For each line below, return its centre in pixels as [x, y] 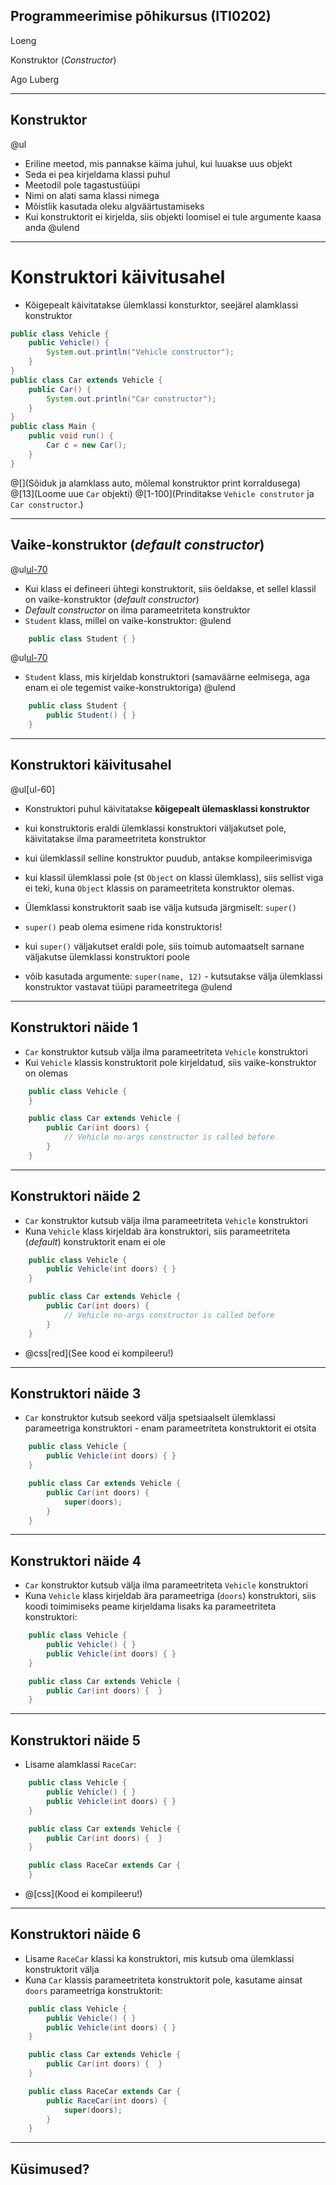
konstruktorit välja [62, 1969]
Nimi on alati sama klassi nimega [92, 195]
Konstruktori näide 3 [76, 1393]
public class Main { [53, 427]
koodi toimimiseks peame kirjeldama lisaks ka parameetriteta [150, 1606]
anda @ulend [52, 227]
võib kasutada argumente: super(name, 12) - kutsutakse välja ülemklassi [173, 976]
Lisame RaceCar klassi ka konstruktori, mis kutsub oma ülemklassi [159, 1958]
